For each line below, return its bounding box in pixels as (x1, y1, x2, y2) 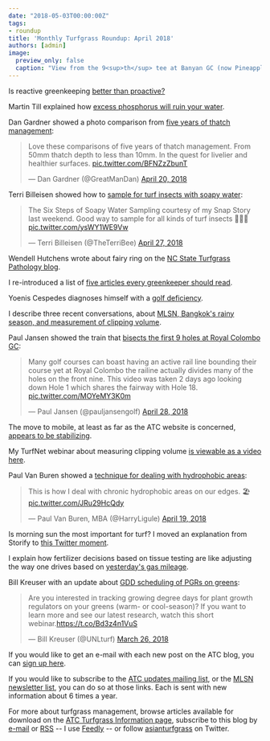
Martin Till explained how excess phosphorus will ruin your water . (8, 101, 225, 111)
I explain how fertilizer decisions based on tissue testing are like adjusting (8, 553, 252, 563)
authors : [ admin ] (8, 42, 67, 50)
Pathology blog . (8, 262, 61, 272)
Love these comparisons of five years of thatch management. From (27, 141, 252, 151)
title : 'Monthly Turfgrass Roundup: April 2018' (8, 34, 174, 43)
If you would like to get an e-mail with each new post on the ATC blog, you (8, 649, 255, 659)
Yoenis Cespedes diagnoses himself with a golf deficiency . (8, 293, 203, 302)
